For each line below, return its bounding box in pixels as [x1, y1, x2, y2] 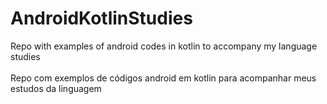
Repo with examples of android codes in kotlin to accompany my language [10, 40, 318, 52]
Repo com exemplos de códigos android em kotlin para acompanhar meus [10, 72, 317, 84]
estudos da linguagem [10, 82, 102, 94]
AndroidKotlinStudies [10, 7, 193, 30]
